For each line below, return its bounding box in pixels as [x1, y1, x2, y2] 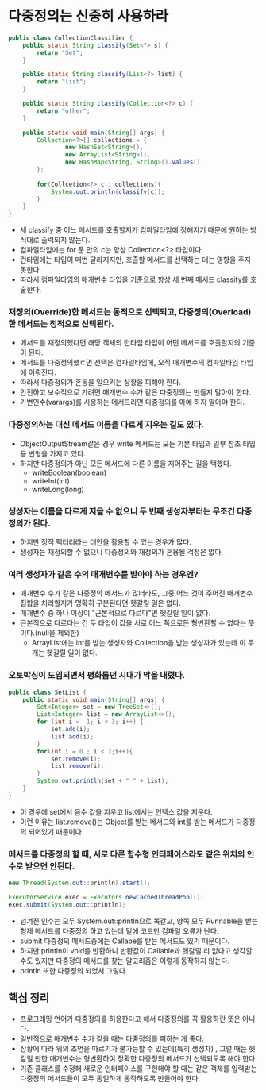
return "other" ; [37, 106, 91, 115]
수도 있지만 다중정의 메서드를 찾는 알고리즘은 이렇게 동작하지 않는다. [19, 956, 230, 965]
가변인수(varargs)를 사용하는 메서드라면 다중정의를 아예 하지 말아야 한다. [19, 398, 245, 407]
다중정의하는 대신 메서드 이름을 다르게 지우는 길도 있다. [8, 419, 204, 430]
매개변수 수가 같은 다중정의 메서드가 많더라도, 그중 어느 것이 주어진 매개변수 [19, 588, 253, 598]
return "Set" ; [37, 48, 83, 56]
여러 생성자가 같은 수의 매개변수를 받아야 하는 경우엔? [8, 569, 199, 580]
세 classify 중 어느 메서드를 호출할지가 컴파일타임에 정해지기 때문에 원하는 [19, 225, 249, 235]
